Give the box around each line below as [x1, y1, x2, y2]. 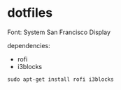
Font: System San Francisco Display [7, 28, 111, 36]
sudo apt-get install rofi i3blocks [7, 75, 114, 83]
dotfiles [7, 5, 53, 21]
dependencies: [7, 41, 50, 50]
